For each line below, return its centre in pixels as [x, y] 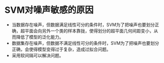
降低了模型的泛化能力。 [40, 37]
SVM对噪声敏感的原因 [49, 10]
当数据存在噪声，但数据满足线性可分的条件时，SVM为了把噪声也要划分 [83, 25]
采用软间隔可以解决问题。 [38, 55]
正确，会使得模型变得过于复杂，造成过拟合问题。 [61, 49]
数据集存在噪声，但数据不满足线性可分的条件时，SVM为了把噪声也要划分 [85, 43]
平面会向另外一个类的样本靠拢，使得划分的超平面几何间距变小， [89, 31]
